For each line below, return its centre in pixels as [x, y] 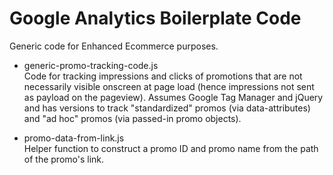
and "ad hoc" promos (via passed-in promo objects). [132, 118]
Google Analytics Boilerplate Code [155, 18]
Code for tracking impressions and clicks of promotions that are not [163, 76]
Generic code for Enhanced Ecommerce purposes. [114, 46]
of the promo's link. [64, 159]
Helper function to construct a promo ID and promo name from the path [171, 148]
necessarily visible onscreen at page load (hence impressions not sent [169, 86]
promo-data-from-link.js [74, 138]
